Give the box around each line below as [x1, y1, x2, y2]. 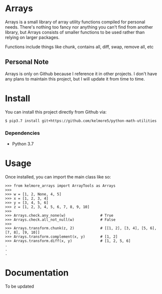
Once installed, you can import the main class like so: [5, 174, 111, 180]
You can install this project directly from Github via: [5, 109, 107, 114]
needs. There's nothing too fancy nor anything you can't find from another [5, 24, 153, 30]
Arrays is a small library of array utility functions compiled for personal [5, 19, 146, 25]
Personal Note [5, 58, 49, 66]
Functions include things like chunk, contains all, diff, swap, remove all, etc [5, 44, 154, 49]
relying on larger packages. [5, 34, 59, 40]
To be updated [5, 283, 34, 289]
